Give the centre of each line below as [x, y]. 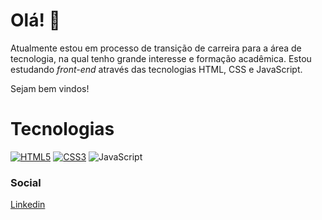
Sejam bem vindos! [50, 88]
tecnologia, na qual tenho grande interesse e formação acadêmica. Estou [161, 58]
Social [26, 182]
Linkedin [28, 205]
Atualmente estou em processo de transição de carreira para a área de [156, 48]
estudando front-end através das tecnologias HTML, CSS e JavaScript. [156, 69]
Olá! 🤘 [35, 20]
